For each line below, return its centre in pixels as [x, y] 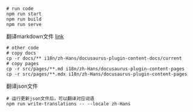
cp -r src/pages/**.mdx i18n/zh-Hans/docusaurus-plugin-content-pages [97, 74]
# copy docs [21, 53]
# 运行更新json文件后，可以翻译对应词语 [50, 99]
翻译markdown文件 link [35, 36]
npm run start [24, 14]
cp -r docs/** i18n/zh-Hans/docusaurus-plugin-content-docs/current [94, 58]
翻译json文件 [22, 86]
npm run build [24, 19]
